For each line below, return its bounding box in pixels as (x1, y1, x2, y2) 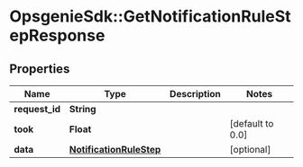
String (69, 103, 96, 115)
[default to (229, 118, 274, 129)
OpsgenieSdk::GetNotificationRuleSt (9, 6, 291, 27)
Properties (9, 61, 70, 76)
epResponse (9, 25, 106, 46)
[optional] (229, 144, 271, 155)
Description (170, 88, 221, 100)
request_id (14, 103, 61, 115)
